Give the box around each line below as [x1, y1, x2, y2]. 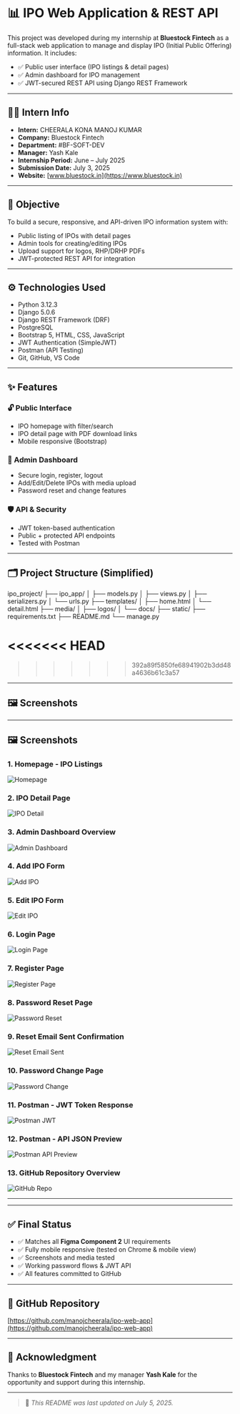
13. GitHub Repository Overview [7, 1168, 121, 1178]
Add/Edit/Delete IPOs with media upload [17, 479, 136, 488]
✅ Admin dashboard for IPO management [17, 70, 141, 79]
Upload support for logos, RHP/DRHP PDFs [17, 247, 145, 255]
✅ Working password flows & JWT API [17, 1262, 131, 1270]
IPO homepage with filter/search [17, 422, 114, 430]
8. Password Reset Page [7, 997, 93, 1007]
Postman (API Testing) [17, 346, 84, 355]
